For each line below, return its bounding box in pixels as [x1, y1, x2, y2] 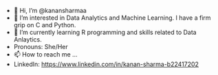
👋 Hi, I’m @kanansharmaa [13, 7, 87, 14]
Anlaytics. [13, 35, 43, 44]
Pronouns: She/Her [13, 43, 69, 50]
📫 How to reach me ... [13, 50, 78, 58]
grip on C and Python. [13, 21, 76, 29]
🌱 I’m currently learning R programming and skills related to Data [13, 28, 197, 36]
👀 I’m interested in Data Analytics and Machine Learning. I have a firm [13, 14, 211, 22]
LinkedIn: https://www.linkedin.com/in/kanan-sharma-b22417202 [13, 60, 199, 68]
